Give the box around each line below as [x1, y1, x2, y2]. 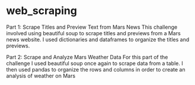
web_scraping [6, 4, 77, 18]
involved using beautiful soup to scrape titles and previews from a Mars [6, 29, 181, 36]
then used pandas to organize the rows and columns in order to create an [6, 66, 186, 73]
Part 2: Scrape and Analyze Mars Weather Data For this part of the [6, 53, 168, 60]
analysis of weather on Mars [6, 72, 76, 79]
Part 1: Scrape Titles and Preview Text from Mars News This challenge [6, 23, 178, 30]
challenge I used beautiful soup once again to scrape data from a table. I [6, 60, 183, 67]
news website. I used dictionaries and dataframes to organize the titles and [6, 36, 190, 43]
